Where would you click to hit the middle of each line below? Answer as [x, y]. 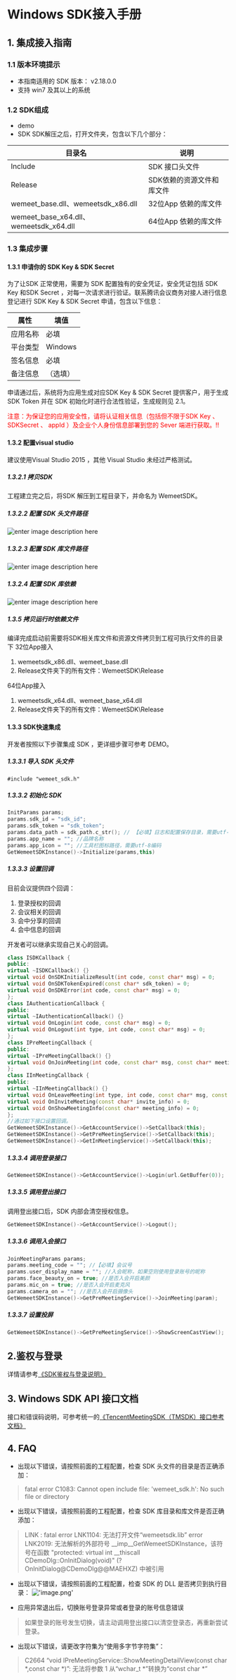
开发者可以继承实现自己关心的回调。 [60, 944]
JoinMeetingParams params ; [47, 1259]
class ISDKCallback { [39, 958]
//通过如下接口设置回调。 [39, 1121]
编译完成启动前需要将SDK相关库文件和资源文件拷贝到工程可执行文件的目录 [115, 638]
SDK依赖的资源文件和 [183, 180]
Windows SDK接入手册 [74, 14]
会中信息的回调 [39, 929]
